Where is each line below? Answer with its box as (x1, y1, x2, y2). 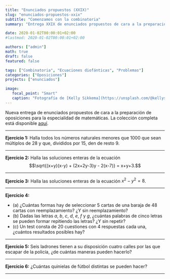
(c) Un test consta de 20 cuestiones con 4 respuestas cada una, (12, 223, 147, 230)
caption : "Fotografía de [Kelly (12, 96, 80, 101)
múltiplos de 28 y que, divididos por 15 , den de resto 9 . (5, 140, 120, 146)
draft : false (5, 54, 33, 59)
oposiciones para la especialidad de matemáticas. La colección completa (5, 115, 158, 121)
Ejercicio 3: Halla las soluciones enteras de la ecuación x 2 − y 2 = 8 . (5, 177, 146, 184)
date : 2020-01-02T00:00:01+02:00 (5, 31, 76, 36)
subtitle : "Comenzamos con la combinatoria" (5, 17, 101, 22)
